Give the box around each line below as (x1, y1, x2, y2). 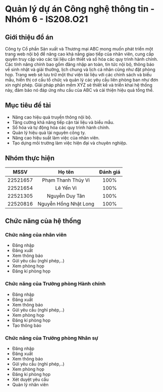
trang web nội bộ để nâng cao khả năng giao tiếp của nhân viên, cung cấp (5, 51, 154, 57)
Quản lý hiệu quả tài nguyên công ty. (12, 130, 86, 136)
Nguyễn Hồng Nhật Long (37, 200, 95, 207)
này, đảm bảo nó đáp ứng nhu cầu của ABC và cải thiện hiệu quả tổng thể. (5, 87, 154, 93)
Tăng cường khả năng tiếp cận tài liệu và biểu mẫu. (12, 119, 114, 125)
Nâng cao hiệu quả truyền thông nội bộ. (12, 114, 92, 120)
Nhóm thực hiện (5, 154, 55, 162)
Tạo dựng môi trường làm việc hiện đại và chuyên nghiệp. (12, 140, 127, 146)
